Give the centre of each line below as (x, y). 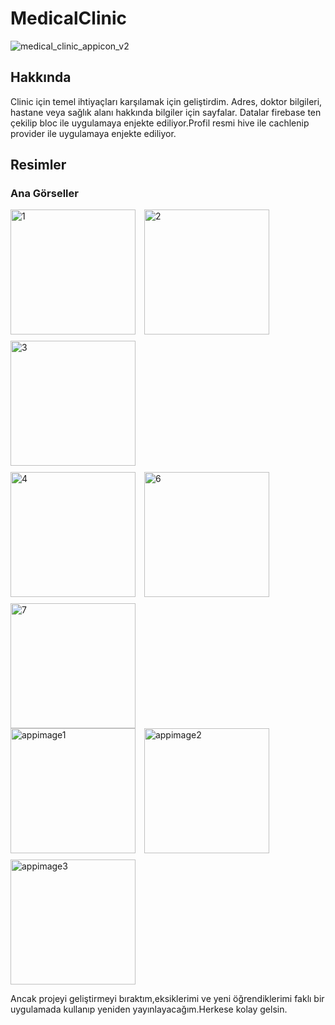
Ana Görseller (44, 194)
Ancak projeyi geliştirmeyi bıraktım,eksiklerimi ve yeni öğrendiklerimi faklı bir (167, 999)
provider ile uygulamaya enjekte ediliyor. (93, 133)
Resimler (38, 165)
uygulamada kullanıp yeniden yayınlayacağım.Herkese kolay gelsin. (149, 1009)
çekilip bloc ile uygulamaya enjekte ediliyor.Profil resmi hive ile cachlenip (160, 123)
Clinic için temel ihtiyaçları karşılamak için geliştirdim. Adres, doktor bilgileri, (166, 101)
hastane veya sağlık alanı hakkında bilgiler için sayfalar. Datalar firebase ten (166, 112)
